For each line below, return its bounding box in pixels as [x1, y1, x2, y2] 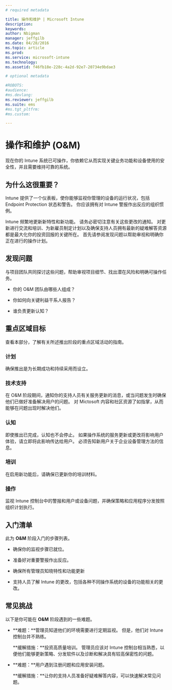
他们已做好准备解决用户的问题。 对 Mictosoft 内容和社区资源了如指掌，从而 [5, 399, 164, 405]
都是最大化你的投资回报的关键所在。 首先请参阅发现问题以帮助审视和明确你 [5, 232, 164, 237]
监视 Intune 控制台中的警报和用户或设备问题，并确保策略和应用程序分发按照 [5, 498, 165, 504]
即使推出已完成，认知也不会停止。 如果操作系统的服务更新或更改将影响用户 [5, 431, 164, 438]
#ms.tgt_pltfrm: [5, 107, 40, 112]
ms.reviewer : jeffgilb [5, 97, 54, 102]
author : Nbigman [5, 31, 40, 36]
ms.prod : [5, 50, 24, 55]
